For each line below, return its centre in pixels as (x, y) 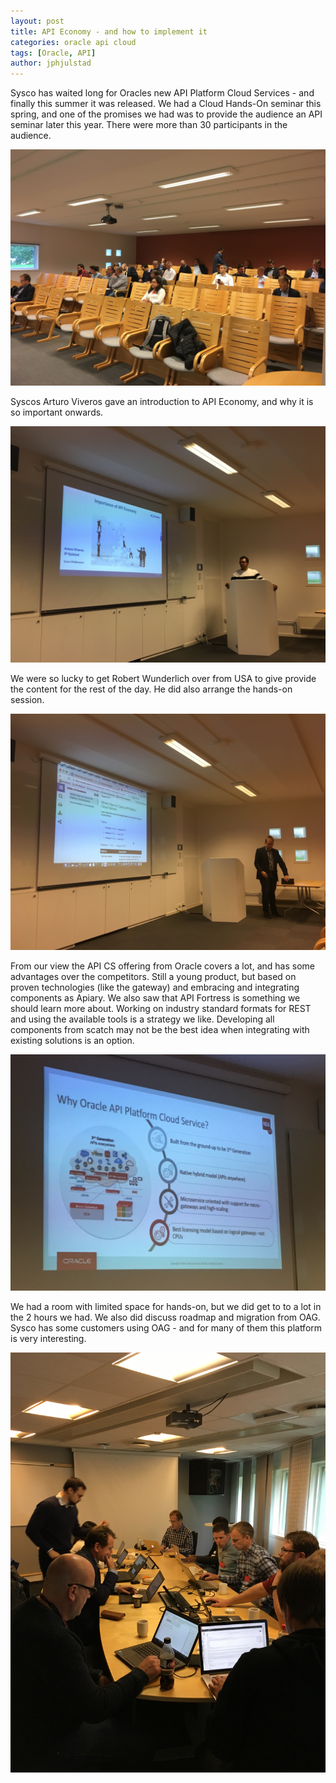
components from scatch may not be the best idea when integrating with (160, 1030)
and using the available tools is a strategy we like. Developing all (142, 1019)
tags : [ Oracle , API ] (53, 53)
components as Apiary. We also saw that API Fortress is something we (155, 998)
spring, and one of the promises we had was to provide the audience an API (166, 114)
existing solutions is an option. (72, 1041)
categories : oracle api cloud (73, 42)
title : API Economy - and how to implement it (109, 31)
